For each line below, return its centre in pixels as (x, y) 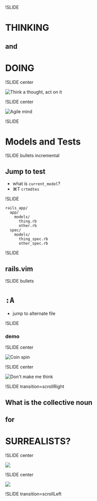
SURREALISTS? (38, 441)
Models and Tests (43, 142)
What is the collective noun (49, 402)
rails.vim (19, 269)
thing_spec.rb (33, 239)
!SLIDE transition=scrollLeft (33, 494)
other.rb (28, 226)
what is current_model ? (36, 184)
